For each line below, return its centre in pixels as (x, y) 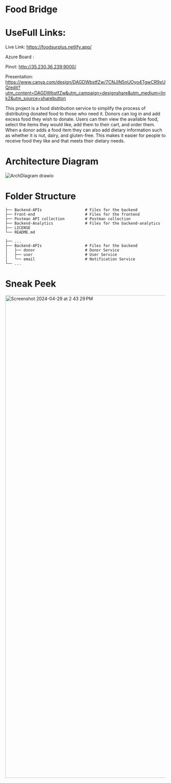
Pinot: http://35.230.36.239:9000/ (41, 67)
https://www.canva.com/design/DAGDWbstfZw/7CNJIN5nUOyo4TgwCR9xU (85, 82)
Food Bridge (31, 9)
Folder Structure (41, 197)
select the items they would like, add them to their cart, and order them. (80, 125)
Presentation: (19, 77)
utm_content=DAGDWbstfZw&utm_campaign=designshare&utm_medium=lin (85, 93)
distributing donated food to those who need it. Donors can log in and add (83, 114)
